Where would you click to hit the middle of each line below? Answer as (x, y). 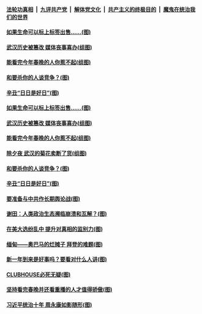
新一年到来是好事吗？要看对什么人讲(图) (57, 260)
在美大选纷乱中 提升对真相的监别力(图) (54, 229)
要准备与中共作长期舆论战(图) (43, 198)
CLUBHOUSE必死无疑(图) (39, 274)
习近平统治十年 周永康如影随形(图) (49, 305)
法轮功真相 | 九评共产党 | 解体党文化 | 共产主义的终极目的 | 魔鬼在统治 (98, 9)
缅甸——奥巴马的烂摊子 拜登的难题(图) (54, 244)
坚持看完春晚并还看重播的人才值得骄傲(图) (59, 290)
